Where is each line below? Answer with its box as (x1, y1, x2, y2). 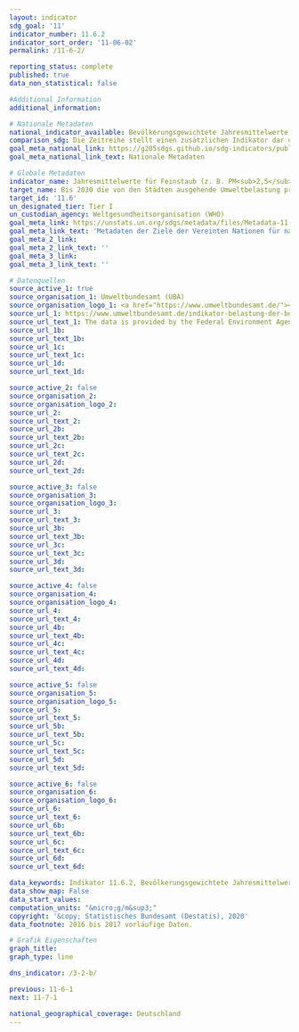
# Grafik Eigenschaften (9, 936, 98, 945)
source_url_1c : (9, 343, 66, 351)
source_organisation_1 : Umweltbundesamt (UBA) (9, 293, 185, 301)
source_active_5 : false (9, 680, 98, 689)
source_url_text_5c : (9, 747, 86, 755)
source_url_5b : (9, 722, 66, 731)
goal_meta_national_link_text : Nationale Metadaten (9, 153, 205, 161)
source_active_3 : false (9, 483, 98, 491)
